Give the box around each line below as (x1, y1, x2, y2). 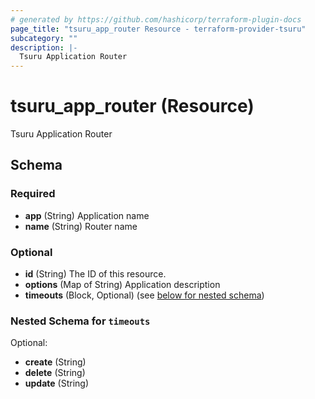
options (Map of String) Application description (24, 279, 221, 291)
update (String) (24, 377, 89, 390)
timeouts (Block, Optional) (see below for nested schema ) (24, 289, 265, 301)
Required (10, 187, 56, 201)
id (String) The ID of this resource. (24, 268, 167, 280)
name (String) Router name (24, 220, 138, 232)
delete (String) (24, 367, 86, 379)
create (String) (24, 356, 87, 368)
